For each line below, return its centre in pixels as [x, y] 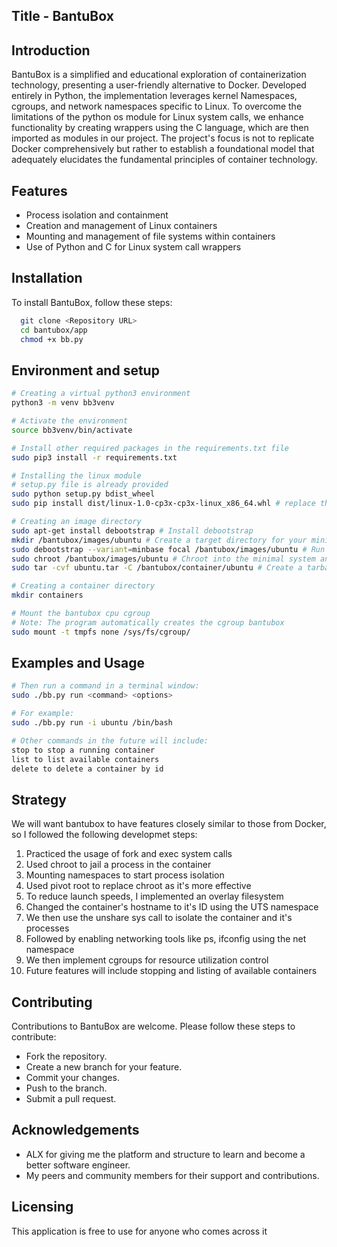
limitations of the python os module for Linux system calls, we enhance [157, 117]
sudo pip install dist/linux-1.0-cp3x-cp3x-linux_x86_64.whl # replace [163, 504]
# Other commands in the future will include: [110, 740]
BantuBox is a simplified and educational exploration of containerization [159, 75]
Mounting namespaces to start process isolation [125, 875]
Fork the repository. [66, 1056]
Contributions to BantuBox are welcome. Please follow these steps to [153, 1026]
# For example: [43, 714]
